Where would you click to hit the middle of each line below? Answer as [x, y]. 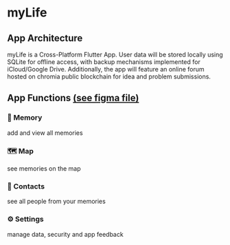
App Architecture [45, 38]
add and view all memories [45, 133]
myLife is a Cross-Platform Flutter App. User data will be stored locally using [115, 54]
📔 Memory [25, 118]
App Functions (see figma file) [73, 98]
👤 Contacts [26, 186]
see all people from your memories [57, 202]
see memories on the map [44, 168]
